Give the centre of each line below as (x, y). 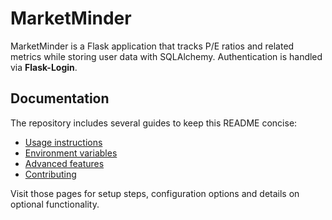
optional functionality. (55, 204)
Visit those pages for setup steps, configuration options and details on (155, 193)
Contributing (50, 174)
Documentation (60, 98)
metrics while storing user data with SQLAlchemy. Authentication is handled (166, 56)
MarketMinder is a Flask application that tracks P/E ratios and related (152, 46)
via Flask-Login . (44, 67)
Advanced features (64, 163)
